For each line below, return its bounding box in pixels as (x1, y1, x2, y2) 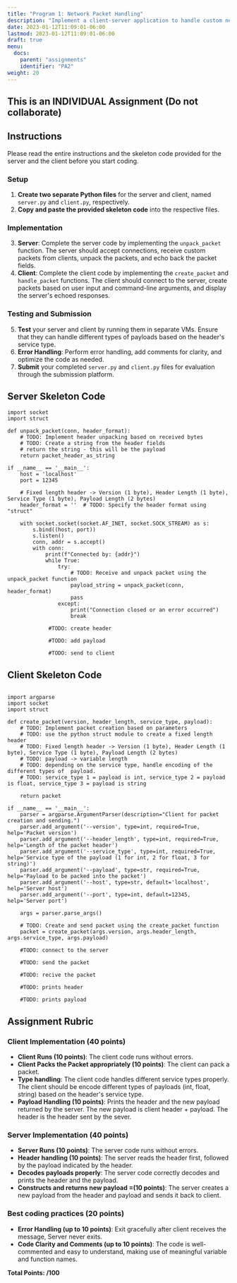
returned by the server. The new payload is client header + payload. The (17, 1105, 229, 1113)
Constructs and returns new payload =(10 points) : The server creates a (17, 1184, 229, 1192)
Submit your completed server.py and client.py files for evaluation (17, 363, 215, 371)
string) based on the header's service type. (17, 1090, 144, 1098)
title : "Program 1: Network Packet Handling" (7, 10, 143, 18)
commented (17, 1247, 53, 1255)
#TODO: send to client (48, 650, 115, 657)
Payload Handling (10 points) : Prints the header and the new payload (17, 1097, 220, 1106)
